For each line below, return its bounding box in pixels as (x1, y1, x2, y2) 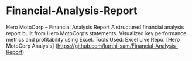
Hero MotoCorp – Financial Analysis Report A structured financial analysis (6, 23, 184, 30)
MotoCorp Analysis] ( (6, 42, 57, 49)
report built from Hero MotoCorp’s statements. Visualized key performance (6, 29, 187, 36)
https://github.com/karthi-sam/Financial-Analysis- (57, 42, 179, 49)
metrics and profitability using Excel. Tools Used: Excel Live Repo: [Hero (6, 36, 180, 43)
